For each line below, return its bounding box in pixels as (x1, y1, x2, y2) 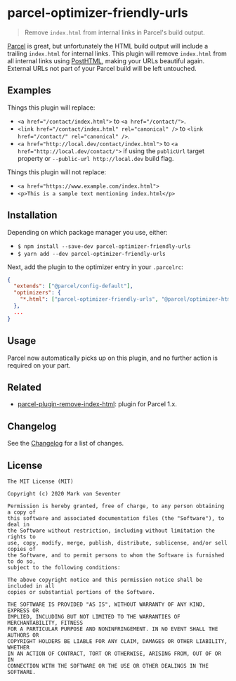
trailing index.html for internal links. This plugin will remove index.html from (7, 49, 227, 58)
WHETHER (7, 644, 30, 651)
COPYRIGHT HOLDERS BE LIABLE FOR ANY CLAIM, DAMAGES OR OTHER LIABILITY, (7, 637, 228, 644)
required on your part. (7, 361, 71, 370)
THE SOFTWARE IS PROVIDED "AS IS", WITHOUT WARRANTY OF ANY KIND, (7, 601, 206, 608)
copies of (7, 545, 37, 552)
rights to (7, 533, 37, 540)
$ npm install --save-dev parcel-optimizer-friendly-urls (17, 242, 191, 250)
